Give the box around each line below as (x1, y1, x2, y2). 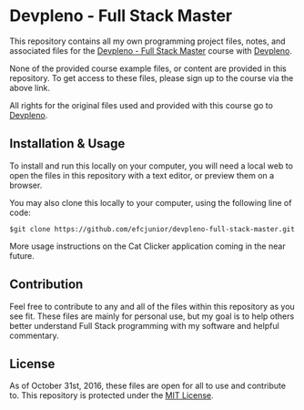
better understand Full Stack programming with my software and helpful (9, 320, 279, 331)
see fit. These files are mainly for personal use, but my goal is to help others (9, 311, 295, 322)
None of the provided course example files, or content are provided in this (9, 63, 287, 74)
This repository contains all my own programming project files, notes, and (9, 36, 286, 46)
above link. (9, 82, 51, 93)
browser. (9, 179, 43, 190)
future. (9, 250, 35, 261)
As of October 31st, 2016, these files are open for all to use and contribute (9, 380, 287, 392)
